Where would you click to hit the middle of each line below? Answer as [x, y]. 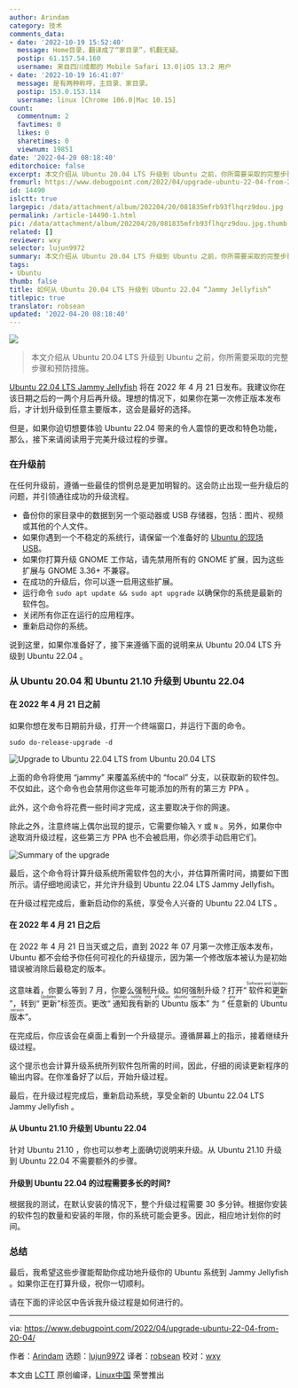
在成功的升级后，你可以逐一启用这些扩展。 [100, 582]
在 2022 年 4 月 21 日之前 [55, 704]
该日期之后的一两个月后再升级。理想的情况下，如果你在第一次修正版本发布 [145, 398]
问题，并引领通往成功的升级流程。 [71, 497]
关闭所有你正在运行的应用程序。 [80, 615]
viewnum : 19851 [45, 149]
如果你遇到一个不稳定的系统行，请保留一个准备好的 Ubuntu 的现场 [143, 537]
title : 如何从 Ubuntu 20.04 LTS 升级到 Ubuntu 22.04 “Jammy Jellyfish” [141, 289]
